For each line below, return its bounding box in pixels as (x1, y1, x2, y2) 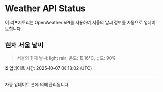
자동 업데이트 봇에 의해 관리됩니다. (5, 81, 70, 87)
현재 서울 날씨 (5, 41, 44, 49)
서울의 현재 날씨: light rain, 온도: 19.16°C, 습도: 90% (16, 55, 116, 61)
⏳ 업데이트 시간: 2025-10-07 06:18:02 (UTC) (5, 65, 92, 71)
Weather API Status (5, 3, 86, 14)
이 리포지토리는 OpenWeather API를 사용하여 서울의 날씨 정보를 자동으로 (5, 19, 143, 25)
